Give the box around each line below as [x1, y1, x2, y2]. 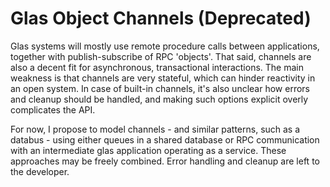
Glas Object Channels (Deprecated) [10, 7, 312, 30]
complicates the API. [10, 103, 96, 116]
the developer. [10, 165, 70, 177]
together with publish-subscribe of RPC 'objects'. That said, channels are [10, 50, 312, 62]
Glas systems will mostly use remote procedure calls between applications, [10, 40, 320, 52]
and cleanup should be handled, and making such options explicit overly [10, 93, 309, 105]
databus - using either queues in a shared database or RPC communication [10, 133, 320, 146]
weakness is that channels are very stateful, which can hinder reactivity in [10, 72, 316, 84]
